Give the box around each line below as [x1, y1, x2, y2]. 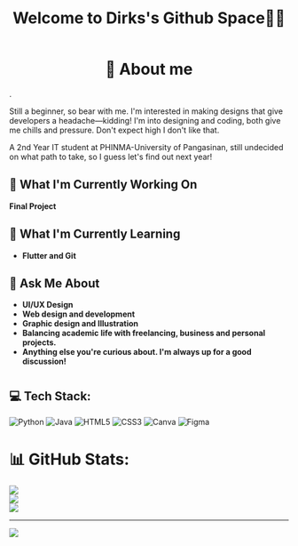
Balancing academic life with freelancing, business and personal [21, 328, 266, 339]
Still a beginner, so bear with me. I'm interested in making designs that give [9, 106, 284, 116]
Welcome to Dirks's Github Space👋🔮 [12, 8, 286, 28]
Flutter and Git [21, 250, 77, 261]
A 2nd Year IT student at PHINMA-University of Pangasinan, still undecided [9, 141, 284, 152]
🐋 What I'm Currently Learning [9, 227, 181, 242]
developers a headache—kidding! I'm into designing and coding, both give [9, 115, 281, 125]
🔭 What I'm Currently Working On [9, 177, 198, 192]
